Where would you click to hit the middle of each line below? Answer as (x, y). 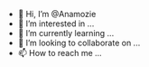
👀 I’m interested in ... (56, 24)
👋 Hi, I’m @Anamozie (57, 14)
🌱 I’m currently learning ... (66, 33)
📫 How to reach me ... (60, 53)
